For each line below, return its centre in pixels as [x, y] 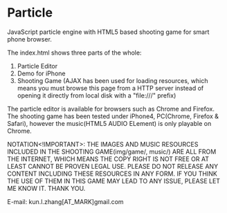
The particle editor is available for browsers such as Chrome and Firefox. [111, 109]
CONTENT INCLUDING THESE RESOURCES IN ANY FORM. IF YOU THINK [112, 174]
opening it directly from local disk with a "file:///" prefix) [97, 95]
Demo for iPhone [41, 73]
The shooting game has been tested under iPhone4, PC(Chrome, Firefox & [113, 116]
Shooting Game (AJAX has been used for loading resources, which [112, 80]
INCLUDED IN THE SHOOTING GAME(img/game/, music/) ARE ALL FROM [112, 151]
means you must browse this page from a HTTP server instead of [110, 88]
